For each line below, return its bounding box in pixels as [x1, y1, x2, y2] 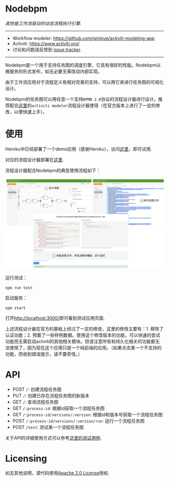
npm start [5, 305, 26, 310]
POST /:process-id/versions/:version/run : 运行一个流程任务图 [12, 417, 145, 424]
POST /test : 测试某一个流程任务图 [12, 424, 84, 430]
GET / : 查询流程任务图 [12, 399, 59, 405]
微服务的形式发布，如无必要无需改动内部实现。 [5, 68, 102, 74]
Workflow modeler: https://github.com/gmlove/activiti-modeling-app [12, 35, 155, 41]
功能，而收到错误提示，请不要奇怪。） [5, 351, 82, 357]
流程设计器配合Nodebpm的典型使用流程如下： [5, 167, 101, 173]
